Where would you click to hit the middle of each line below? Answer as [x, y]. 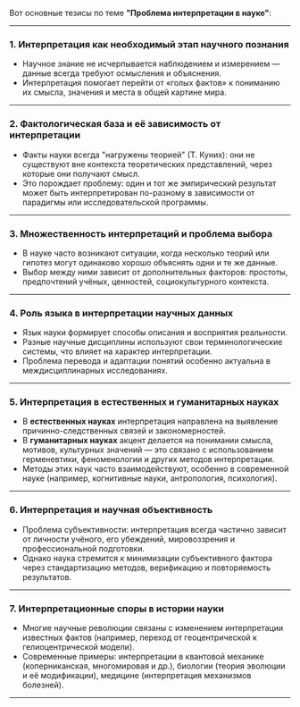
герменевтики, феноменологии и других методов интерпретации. [148, 459]
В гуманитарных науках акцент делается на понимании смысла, [148, 441]
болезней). [43, 685]
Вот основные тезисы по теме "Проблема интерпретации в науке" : [141, 13]
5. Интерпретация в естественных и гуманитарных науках [144, 402]
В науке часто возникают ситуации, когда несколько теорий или [146, 253]
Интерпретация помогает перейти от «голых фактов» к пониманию [151, 83]
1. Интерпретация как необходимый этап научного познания [149, 44]
